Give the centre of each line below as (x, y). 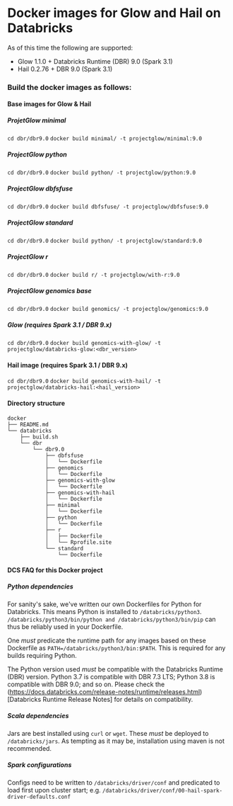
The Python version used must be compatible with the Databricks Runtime (115, 669)
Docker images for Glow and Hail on (114, 13)
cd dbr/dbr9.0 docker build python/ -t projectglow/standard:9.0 (105, 241)
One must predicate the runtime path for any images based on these (107, 641)
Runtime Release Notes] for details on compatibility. (118, 700)
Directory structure (36, 403)
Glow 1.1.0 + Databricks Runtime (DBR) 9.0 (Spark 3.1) (95, 61)
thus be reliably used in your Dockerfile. (65, 627)
